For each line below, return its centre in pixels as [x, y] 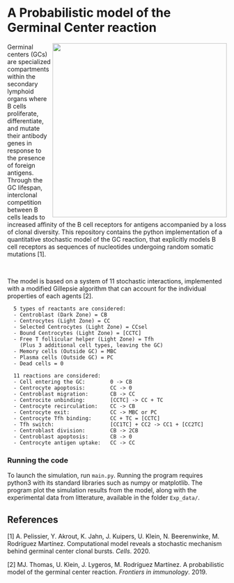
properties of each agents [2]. [50, 296]
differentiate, [25, 121]
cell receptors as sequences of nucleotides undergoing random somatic [110, 247]
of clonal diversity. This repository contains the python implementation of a [115, 232]
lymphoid [21, 91]
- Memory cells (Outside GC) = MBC [65, 351]
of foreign [22, 165]
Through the [25, 180]
